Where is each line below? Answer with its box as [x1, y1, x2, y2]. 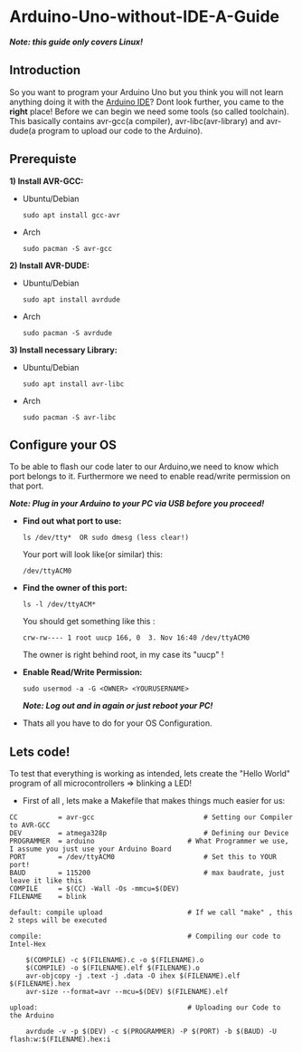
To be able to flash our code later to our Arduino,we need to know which [9, 461, 279, 472]
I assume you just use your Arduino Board [9, 844, 172, 854]
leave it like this [9, 876, 83, 885]
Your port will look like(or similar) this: [22, 549, 163, 560]
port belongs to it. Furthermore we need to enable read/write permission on [9, 471, 291, 482]
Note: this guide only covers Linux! [9, 36, 143, 47]
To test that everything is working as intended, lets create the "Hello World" [9, 768, 291, 779]
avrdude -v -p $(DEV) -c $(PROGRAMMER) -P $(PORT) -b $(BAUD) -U [25, 1027, 278, 1037]
